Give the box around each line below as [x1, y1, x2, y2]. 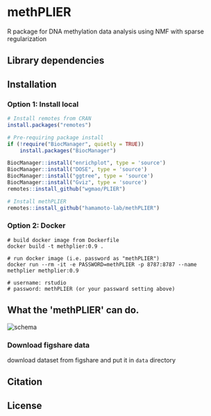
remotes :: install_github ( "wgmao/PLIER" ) [7, 185, 126, 192]
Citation [7, 376, 43, 388]
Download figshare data [7, 340, 90, 350]
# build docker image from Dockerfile [7, 237, 119, 243]
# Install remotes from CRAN [7, 115, 92, 122]
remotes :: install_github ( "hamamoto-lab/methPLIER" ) [7, 205, 160, 211]
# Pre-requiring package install [7, 134, 104, 141]
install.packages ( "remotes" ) [7, 121, 92, 129]
